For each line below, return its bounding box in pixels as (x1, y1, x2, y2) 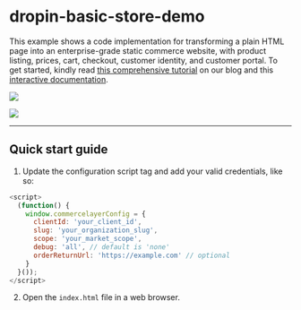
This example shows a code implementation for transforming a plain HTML (9, 36, 285, 47)
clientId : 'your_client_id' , (32, 218, 142, 227)
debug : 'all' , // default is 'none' (32, 243, 170, 252)
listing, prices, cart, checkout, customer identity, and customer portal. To (9, 55, 278, 65)
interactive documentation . (9, 73, 109, 84)
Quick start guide (9, 142, 108, 158)
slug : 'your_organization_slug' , (32, 226, 159, 235)
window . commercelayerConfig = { (25, 209, 146, 219)
